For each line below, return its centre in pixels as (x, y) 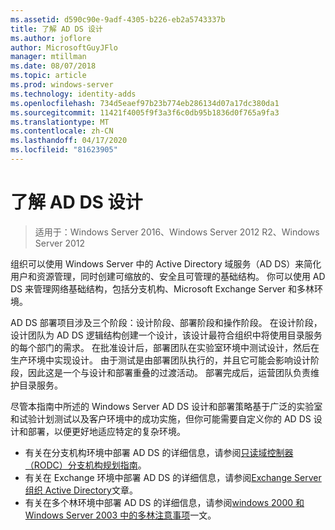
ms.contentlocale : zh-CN (62, 131)
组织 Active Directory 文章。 (81, 490)
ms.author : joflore (51, 38)
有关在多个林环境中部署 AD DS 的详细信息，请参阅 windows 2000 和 (164, 502)
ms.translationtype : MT (60, 122)
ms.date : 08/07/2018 (53, 66)
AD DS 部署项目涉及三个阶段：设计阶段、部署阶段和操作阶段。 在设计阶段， (166, 322)
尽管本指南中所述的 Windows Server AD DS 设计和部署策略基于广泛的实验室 (166, 406)
